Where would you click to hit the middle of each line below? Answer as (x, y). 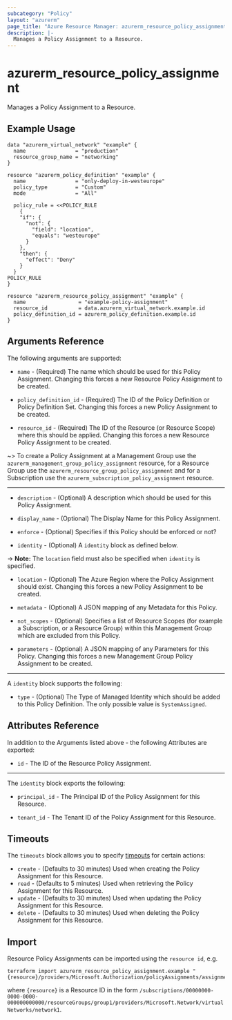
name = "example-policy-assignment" (91, 302)
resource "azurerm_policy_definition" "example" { (81, 175)
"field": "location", (63, 229)
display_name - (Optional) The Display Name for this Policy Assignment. (119, 518)
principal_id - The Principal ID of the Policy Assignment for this (108, 796)
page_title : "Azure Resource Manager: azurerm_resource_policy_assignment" (118, 26)
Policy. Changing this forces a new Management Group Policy (105, 656)
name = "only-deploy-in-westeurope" (89, 181)
